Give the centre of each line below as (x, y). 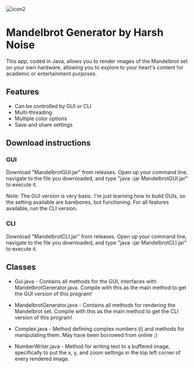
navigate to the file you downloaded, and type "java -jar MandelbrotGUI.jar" (97, 179)
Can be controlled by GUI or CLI (53, 106)
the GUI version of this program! (53, 294)
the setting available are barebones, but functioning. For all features (88, 202)
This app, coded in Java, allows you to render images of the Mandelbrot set (97, 61)
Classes (21, 267)
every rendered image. (42, 359)
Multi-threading (33, 112)
